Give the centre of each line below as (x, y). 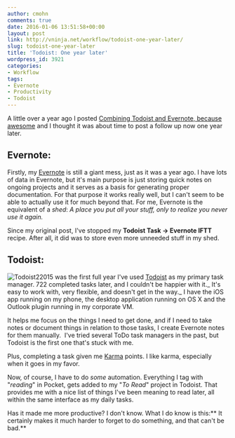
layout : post (26, 33)
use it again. (25, 217)
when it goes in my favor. (43, 363)
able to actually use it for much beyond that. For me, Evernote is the (105, 202)
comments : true (29, 20)
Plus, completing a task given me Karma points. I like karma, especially (109, 356)
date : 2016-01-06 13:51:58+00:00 (56, 27)
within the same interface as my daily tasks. (70, 399)
